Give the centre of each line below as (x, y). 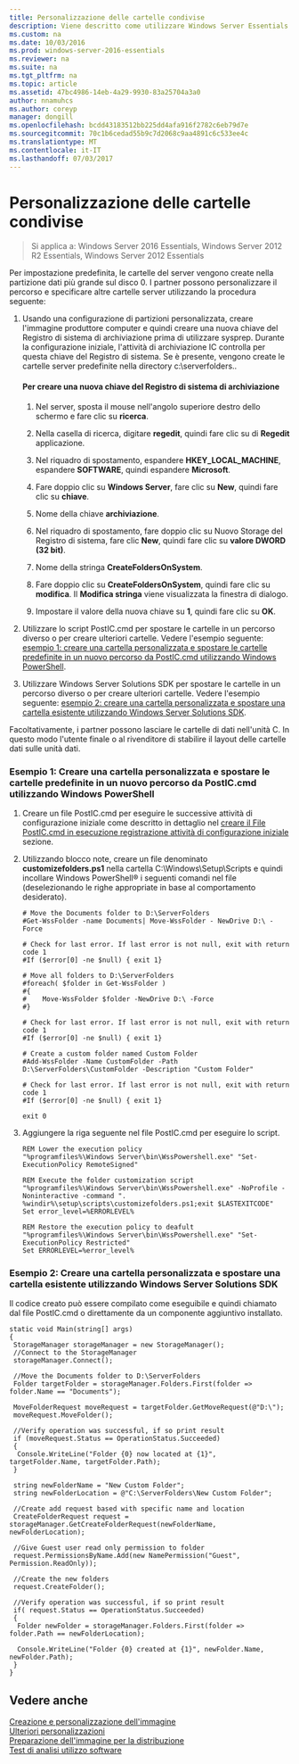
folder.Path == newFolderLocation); (77, 1634)
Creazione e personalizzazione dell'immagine (93, 1722)
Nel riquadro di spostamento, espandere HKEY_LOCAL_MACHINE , (158, 460)
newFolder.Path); (41, 1657)
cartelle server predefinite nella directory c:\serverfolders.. (129, 366)
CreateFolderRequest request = (71, 1517)
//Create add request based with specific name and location (129, 1509)
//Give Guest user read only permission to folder (109, 1548)
